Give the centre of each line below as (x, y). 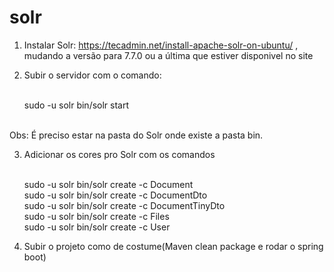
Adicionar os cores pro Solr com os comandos (119, 154)
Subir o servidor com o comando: (92, 75)
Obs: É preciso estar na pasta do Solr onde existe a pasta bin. (136, 135)
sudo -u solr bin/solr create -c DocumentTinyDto (124, 205)
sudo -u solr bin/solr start (76, 105)
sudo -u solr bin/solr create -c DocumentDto (115, 195)
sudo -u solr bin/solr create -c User (97, 227)
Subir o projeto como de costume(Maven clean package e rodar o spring (173, 246)
